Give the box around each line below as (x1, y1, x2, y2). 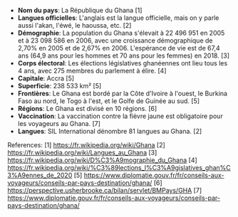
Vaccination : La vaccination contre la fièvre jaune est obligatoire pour (17, 112, 223, 120)
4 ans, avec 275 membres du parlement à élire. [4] (17, 67, 167, 75)
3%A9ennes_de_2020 (7, 171, 73, 179)
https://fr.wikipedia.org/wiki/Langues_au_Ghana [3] (7, 149, 157, 157)
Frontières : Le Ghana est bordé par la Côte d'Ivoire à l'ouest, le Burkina (17, 89, 228, 97)
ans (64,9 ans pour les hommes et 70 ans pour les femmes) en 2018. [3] (17, 51, 230, 60)
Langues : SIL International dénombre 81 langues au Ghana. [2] (17, 127, 202, 135)
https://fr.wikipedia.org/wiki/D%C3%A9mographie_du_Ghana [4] (7, 156, 197, 164)
